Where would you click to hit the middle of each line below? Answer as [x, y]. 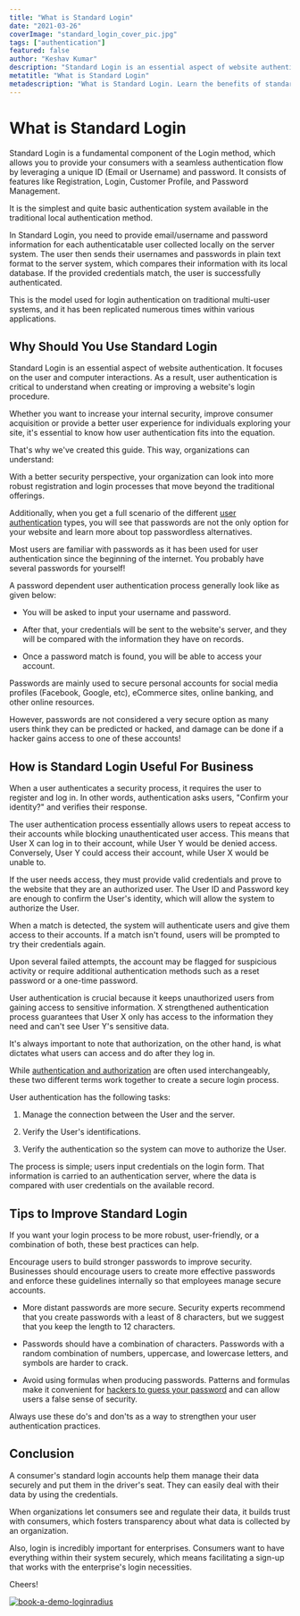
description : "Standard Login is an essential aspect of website [133, 68]
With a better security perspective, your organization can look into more [142, 477]
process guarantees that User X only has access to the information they [142, 1017]
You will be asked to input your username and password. [126, 612]
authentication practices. [55, 1426]
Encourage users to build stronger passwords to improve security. [131, 1262]
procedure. [30, 396]
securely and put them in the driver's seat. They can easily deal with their [144, 1485]
